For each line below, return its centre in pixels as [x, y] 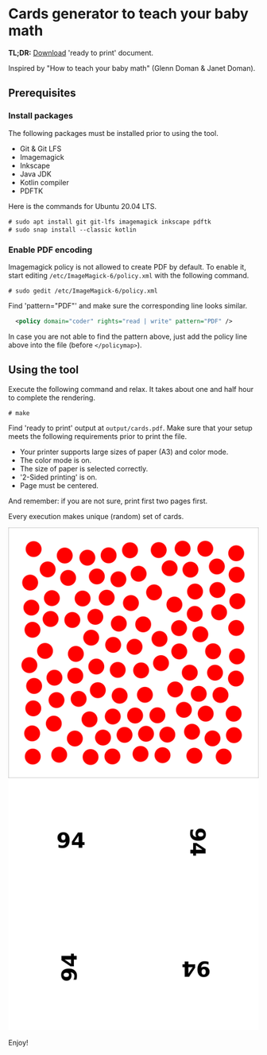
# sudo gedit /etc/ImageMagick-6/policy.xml [83, 291]
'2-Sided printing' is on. [58, 477]
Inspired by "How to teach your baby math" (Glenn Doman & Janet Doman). [132, 68]
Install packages [41, 116]
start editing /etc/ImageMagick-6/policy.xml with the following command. [129, 275]
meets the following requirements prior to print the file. [98, 436]
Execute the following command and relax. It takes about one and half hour [131, 389]
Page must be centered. [59, 485]
